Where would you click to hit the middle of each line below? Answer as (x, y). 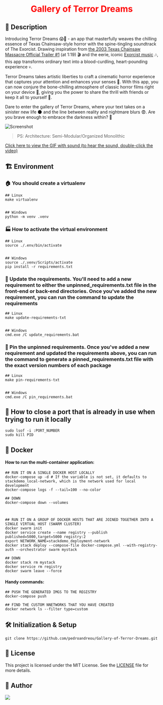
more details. (18, 670)
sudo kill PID (19, 435)
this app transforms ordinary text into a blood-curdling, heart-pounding (76, 62)
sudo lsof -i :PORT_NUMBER (32, 431)
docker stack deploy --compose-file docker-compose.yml (63, 545)
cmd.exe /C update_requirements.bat (42, 335)
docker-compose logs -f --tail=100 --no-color (53, 490)
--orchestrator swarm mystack (46, 549)
